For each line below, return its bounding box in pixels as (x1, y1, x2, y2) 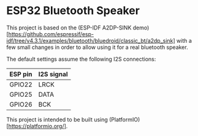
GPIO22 (9, 80, 32, 89)
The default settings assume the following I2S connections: (6, 55, 156, 62)
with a (177, 37, 192, 44)
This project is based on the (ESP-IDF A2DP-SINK (6, 24, 132, 31)
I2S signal (38, 70, 69, 78)
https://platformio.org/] (8, 122, 66, 129)
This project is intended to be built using (6, 116, 109, 123)
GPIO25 (9, 90, 32, 99)
